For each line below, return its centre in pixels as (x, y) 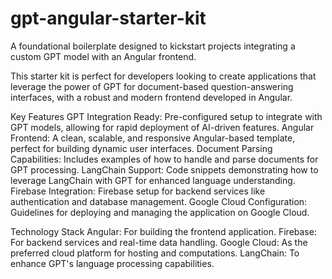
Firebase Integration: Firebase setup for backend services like (138, 191)
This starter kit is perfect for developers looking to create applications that (163, 76)
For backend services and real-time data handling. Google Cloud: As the (159, 242)
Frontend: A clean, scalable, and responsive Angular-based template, (153, 138)
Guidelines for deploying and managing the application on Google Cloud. (160, 212)
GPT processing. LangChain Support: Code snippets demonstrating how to (164, 169)
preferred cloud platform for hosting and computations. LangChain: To (155, 253)
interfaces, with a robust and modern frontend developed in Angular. (151, 97)
